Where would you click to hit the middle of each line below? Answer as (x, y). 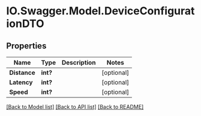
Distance (22, 73)
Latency (21, 82)
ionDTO (25, 24)
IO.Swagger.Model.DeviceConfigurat (100, 11)
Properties (26, 46)
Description (79, 62)
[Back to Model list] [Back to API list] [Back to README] (75, 107)
